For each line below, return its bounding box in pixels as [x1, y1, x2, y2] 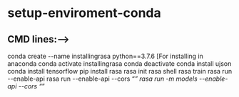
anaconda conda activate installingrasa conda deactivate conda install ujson [7, 59, 232, 68]
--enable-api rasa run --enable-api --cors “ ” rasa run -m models [7, 74, 198, 83]
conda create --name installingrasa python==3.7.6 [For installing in [7, 52, 203, 60]
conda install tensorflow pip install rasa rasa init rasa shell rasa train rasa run [7, 67, 233, 75]
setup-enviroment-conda [7, 5, 162, 21]
